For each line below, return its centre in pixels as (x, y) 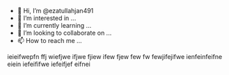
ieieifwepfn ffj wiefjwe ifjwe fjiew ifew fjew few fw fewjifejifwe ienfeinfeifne (115, 57)
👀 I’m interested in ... (47, 18)
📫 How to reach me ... (49, 41)
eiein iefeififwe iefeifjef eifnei (49, 64)
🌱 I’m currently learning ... (54, 25)
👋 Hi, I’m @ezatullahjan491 (55, 11)
